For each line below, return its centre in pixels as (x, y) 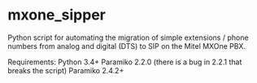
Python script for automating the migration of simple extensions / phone (128, 37)
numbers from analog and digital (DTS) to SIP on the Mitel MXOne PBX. (126, 46)
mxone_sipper (57, 15)
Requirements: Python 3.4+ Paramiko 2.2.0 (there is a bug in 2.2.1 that (125, 62)
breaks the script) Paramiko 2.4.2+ (66, 70)
